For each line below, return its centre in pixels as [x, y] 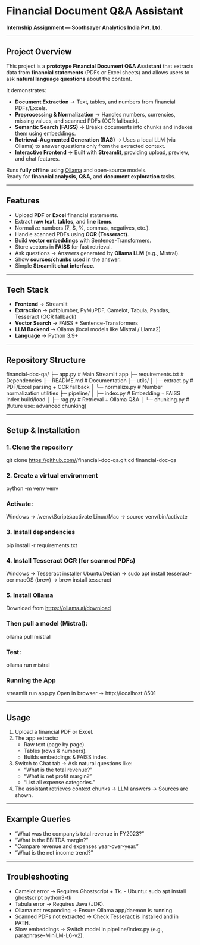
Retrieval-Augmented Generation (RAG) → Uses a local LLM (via [95, 139]
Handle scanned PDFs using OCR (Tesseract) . [72, 234]
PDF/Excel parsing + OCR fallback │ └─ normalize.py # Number [84, 387]
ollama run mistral [28, 665]
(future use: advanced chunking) [46, 406]
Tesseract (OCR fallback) [46, 317]
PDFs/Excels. [31, 108]
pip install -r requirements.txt [42, 545]
